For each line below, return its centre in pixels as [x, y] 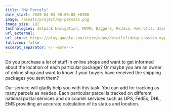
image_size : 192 [22, 24]
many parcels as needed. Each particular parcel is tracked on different [78, 93]
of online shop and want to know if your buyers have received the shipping [83, 72]
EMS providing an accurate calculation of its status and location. [72, 103]
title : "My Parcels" [27, 10]
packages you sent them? [32, 78]
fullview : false [22, 43]
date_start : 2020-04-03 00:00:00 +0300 [47, 15]
